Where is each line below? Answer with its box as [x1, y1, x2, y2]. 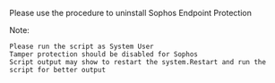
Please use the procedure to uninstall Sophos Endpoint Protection [9, 8, 253, 18]
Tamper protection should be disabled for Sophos [9, 50, 199, 59]
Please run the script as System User [9, 42, 154, 51]
